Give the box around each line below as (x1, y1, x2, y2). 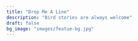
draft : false (6, 20, 40, 26)
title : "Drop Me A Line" (6, 8, 70, 15)
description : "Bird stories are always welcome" (6, 14, 133, 20)
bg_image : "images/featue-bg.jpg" (6, 25, 95, 32)
